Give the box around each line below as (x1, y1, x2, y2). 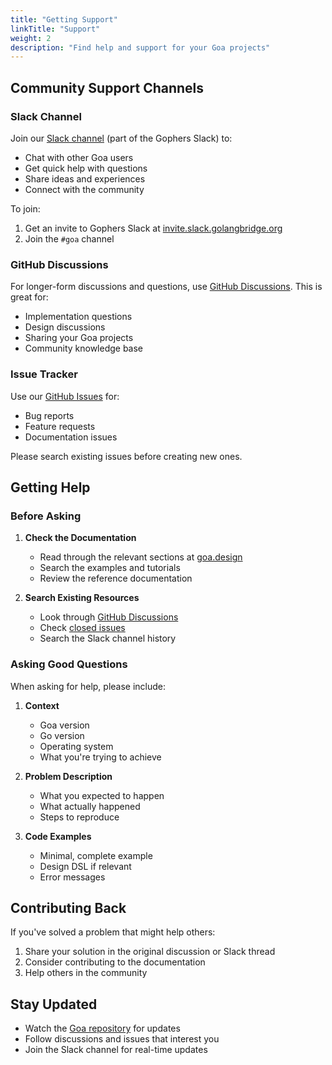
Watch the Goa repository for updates (24, 1022, 181, 1035)
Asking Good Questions (10, 657, 128, 671)
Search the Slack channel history (39, 632, 177, 645)
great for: (10, 291, 49, 303)
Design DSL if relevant (39, 860, 132, 872)
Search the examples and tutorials (39, 562, 181, 574)
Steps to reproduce (39, 811, 120, 823)
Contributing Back (10, 899, 127, 916)
